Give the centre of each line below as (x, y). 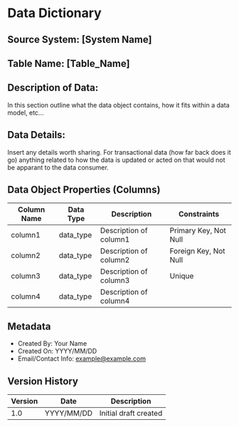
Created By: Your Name (52, 344)
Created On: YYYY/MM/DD (57, 351)
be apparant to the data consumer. (58, 167)
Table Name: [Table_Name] (69, 63)
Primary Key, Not (198, 231)
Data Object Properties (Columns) (84, 189)
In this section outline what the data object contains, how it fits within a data (118, 105)
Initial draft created (131, 413)
